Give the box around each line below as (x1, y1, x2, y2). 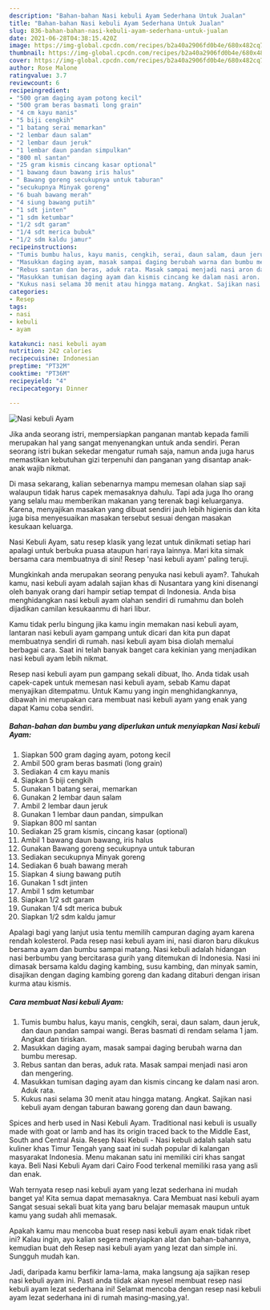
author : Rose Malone (9, 64, 79, 72)
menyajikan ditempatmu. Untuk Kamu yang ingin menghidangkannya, (9, 686, 239, 695)
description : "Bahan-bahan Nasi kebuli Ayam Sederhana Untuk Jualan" (9, 11, 247, 20)
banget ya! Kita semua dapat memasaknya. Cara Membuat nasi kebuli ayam (9, 1194, 260, 1203)
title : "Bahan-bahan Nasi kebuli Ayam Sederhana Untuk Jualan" (9, 19, 225, 27)
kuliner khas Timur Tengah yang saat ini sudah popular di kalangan (9, 1144, 231, 1153)
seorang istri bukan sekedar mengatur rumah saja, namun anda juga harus (9, 446, 255, 456)
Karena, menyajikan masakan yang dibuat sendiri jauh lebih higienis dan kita (9, 504, 261, 514)
